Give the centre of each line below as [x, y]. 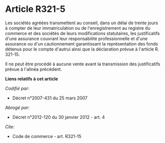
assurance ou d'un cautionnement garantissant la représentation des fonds [82, 44]
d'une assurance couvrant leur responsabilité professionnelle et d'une [76, 39]
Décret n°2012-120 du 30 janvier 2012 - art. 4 [59, 117]
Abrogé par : [17, 107]
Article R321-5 [35, 9]
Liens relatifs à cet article [32, 79]
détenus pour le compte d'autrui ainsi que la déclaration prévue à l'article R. [82, 49]
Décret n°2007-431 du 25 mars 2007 [50, 98]
